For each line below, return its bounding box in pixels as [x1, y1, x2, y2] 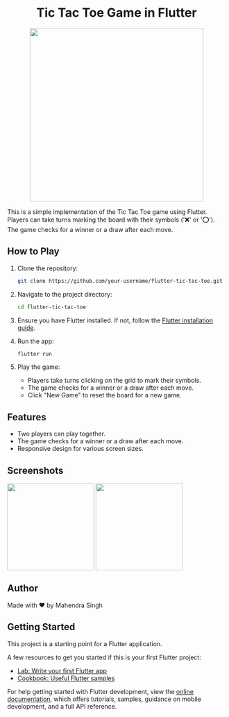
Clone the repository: [17, 264, 78, 272]
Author [7, 582, 38, 595]
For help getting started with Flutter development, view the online [7, 687, 194, 695]
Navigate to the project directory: [17, 290, 112, 298]
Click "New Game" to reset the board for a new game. [27, 391, 182, 399]
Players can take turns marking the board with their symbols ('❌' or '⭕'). [7, 215, 215, 224]
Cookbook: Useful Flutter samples [17, 674, 115, 682]
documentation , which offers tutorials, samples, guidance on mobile [7, 695, 201, 703]
